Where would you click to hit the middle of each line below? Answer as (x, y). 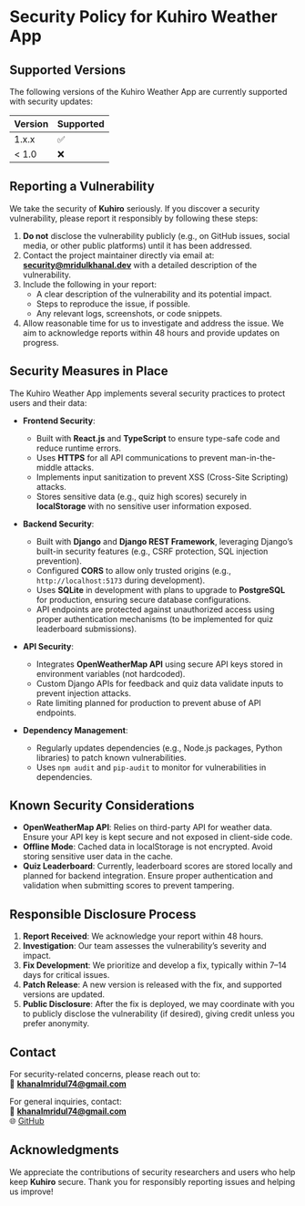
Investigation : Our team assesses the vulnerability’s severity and (144, 946)
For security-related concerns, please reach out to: (105, 1075)
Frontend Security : (59, 421)
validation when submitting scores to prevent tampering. (128, 886)
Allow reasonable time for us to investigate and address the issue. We (153, 323)
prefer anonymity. (56, 1024)
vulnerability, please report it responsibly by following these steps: (134, 218)
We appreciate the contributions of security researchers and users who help (152, 1172)
